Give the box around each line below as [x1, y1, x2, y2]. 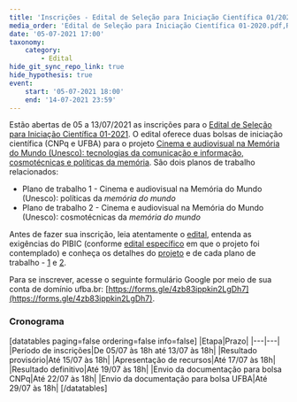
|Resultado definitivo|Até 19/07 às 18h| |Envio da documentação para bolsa [9, 364, 283, 375]
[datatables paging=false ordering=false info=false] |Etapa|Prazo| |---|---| [9, 336, 280, 346]
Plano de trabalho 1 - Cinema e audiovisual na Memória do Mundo [21, 183, 263, 195]
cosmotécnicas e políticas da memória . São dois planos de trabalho [9, 157, 255, 168]
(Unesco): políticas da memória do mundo [21, 193, 177, 204]
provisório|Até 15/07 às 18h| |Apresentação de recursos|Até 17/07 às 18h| [9, 354, 276, 365]
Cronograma [9, 315, 65, 328]
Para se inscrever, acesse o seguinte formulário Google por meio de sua [9, 274, 272, 285]
